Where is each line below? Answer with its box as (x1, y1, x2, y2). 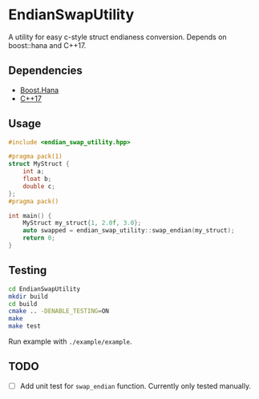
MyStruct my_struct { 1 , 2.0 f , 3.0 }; (22, 219, 142, 228)
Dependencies (8, 64, 83, 78)
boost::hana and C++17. (8, 40, 87, 50)
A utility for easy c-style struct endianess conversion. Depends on (8, 32, 227, 42)
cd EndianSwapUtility (8, 284, 81, 293)
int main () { (8, 212, 52, 220)
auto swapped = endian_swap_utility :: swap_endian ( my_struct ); (22, 227, 235, 235)
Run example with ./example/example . (8, 337, 132, 346)
